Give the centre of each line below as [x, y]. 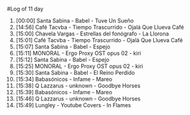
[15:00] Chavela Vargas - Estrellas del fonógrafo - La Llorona [92, 34]
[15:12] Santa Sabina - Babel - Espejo [63, 60]
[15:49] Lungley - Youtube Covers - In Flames [73, 105]
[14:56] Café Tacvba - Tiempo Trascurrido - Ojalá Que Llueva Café [100, 27]
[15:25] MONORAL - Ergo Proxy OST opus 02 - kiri [79, 66]
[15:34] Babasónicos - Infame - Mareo [64, 79]
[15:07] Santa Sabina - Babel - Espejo [63, 46]
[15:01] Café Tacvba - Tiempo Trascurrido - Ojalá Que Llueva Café [99, 40]
